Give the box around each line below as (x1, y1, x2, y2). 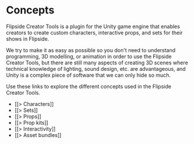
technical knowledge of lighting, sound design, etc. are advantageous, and (6, 65, 186, 72)
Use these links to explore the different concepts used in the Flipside (6, 83, 171, 90)
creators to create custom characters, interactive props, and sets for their (6, 29, 183, 36)
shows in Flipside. (6, 35, 50, 42)
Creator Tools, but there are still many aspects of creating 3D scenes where (6, 59, 188, 66)
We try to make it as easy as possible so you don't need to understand (6, 46, 176, 53)
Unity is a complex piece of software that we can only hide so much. (6, 71, 171, 78)
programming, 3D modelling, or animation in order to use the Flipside (6, 53, 172, 60)
